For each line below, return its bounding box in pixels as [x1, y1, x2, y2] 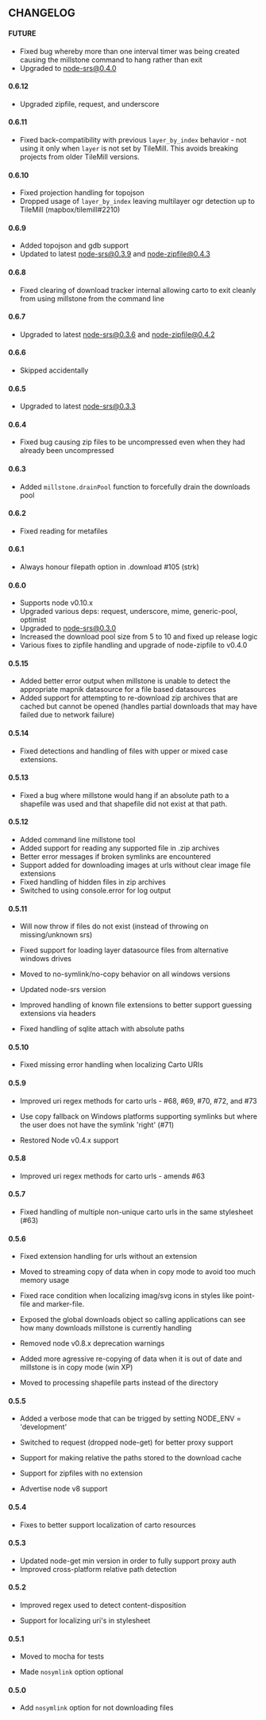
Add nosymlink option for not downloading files [19, 1703, 174, 1713]
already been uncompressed [19, 446, 114, 455]
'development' [19, 1422, 67, 1432]
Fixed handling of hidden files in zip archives [19, 878, 167, 887]
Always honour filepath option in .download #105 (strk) [19, 562, 200, 572]
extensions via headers [19, 1009, 97, 1018]
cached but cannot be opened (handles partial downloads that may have [19, 702, 258, 711]
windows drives [19, 954, 71, 964]
